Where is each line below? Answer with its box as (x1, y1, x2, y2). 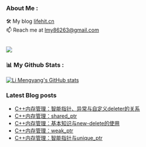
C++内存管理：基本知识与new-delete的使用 (14, 119, 120, 127)
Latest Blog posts (6, 91, 57, 99)
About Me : (6, 4, 38, 12)
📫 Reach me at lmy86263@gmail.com (6, 26, 100, 33)
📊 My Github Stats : (6, 61, 64, 69)
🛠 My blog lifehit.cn (6, 18, 55, 25)
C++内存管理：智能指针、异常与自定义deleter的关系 (14, 105, 140, 112)
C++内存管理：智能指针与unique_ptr (14, 134, 103, 141)
